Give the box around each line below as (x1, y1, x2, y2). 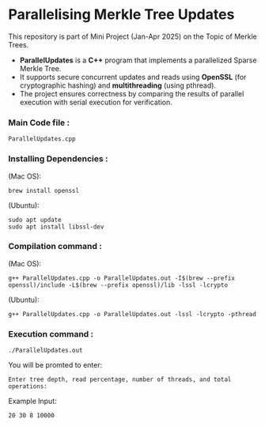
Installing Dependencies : (8, 153, 108, 164)
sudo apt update (8, 216, 62, 224)
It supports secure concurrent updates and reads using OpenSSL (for (19, 72, 247, 81)
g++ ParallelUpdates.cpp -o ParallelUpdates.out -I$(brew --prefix (8, 274, 236, 282)
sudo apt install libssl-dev (8, 223, 104, 231)
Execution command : (8, 328, 94, 339)
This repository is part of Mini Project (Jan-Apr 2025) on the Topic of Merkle (8, 32, 257, 41)
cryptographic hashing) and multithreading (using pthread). (19, 81, 216, 90)
